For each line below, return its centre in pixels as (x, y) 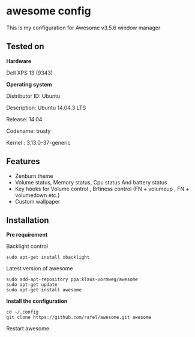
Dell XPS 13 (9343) (29, 73)
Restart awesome (28, 329)
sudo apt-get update (32, 285)
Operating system (29, 84)
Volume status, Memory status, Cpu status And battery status (91, 182)
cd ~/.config (22, 312)
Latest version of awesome (40, 269)
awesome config (49, 11)
